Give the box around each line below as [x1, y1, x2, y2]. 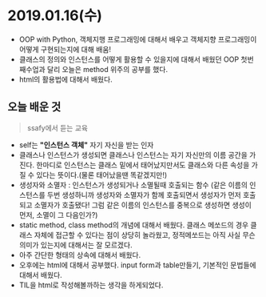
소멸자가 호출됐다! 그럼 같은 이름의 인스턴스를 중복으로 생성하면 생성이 [34, 200, 252, 210]
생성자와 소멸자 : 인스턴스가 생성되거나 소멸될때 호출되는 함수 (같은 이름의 [18, 180, 248, 190]
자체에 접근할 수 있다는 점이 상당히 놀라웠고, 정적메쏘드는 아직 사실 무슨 [34, 230, 256, 239]
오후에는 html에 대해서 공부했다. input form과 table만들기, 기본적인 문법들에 [18, 260, 256, 270]
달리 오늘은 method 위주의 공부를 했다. [46, 64, 169, 74]
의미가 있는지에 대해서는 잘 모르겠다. [18, 240, 133, 250]
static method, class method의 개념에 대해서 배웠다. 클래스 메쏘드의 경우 [18, 220, 249, 230]
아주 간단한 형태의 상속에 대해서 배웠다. [18, 250, 141, 259]
